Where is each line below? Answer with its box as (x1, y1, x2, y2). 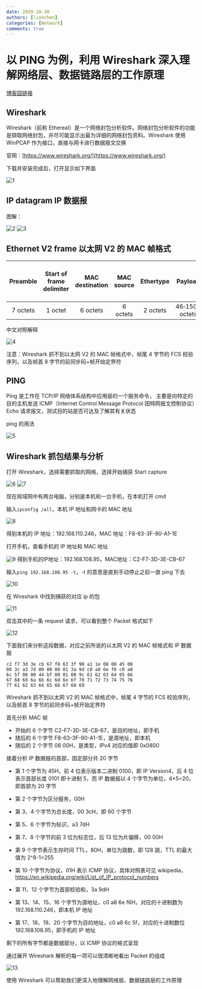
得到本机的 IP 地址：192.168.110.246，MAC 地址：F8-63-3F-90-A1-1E (6, 530, 178, 538)
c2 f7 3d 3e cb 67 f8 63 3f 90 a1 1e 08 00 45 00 (6, 662, 133, 668)
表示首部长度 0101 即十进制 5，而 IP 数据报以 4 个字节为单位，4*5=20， (14, 775, 194, 783)
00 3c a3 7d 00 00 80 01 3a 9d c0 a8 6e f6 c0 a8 (6, 666, 133, 673)
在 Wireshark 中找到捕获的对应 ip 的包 (6, 593, 100, 600)
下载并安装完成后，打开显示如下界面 (6, 165, 96, 172)
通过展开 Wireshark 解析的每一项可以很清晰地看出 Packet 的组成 (6, 952, 165, 960)
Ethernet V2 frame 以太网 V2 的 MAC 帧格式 (6, 244, 171, 254)
